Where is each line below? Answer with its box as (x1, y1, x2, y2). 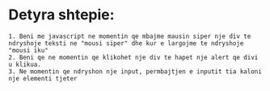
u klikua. (8, 60, 42, 68)
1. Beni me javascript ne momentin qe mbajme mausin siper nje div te (8, 32, 251, 40)
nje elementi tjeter (8, 74, 78, 82)
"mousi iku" (8, 46, 49, 54)
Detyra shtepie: (8, 6, 115, 24)
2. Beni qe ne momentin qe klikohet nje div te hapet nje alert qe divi (8, 53, 259, 61)
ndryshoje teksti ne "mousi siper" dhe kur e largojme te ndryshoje (8, 39, 244, 48)
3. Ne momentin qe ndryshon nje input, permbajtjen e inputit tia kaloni (8, 67, 263, 76)
